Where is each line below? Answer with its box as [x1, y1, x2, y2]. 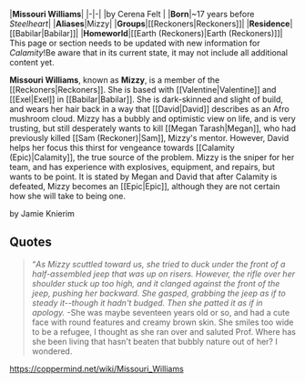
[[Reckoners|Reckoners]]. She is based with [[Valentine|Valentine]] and [9, 85, 277, 95]
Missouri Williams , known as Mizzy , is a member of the [9, 75, 220, 86]
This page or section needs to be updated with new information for [9, 37, 261, 48]
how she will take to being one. [9, 191, 126, 201]
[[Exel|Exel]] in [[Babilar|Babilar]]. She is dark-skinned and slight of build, [9, 94, 284, 105]
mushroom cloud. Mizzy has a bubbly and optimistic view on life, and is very [9, 114, 296, 124]
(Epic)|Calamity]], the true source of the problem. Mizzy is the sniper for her [9, 152, 295, 163]
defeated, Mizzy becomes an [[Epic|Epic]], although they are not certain [9, 181, 280, 191]
